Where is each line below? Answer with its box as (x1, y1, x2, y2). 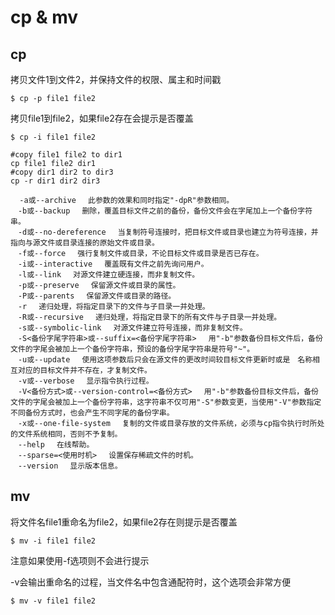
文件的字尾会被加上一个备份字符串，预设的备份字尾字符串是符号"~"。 (10, 344, 255, 354)
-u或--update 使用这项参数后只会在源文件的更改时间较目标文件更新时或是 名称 (17, 355, 313, 365)
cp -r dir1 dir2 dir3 (10, 176, 101, 186)
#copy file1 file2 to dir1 (10, 150, 123, 160)
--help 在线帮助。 (17, 440, 95, 450)
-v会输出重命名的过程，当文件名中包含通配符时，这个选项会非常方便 (10, 576, 292, 588)
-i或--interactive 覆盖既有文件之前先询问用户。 (17, 259, 209, 269)
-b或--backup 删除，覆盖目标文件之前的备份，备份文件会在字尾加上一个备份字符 (17, 206, 313, 216)
